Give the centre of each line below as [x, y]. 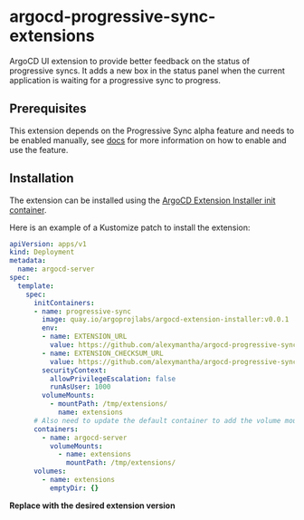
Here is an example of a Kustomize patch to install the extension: [130, 227]
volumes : [50, 472]
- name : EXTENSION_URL [85, 337]
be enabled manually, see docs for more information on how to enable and [148, 140]
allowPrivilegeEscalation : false [113, 379]
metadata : [28, 261]
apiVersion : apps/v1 [48, 244]
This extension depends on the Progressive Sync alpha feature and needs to [152, 130]
